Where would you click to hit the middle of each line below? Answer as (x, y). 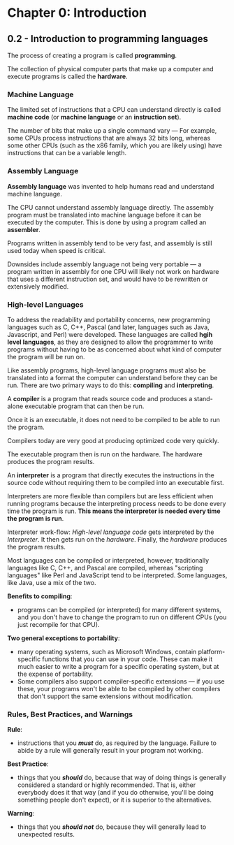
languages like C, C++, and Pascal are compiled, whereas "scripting (105, 568)
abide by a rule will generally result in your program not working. (110, 751)
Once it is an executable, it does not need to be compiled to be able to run (114, 419)
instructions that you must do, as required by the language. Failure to (117, 743)
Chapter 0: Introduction (77, 13)
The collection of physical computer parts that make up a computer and (111, 69)
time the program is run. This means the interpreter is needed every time (114, 511)
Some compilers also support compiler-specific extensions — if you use (121, 681)
